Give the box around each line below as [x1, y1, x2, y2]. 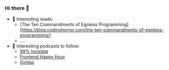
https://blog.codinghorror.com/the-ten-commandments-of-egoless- [21, 27, 164, 33]
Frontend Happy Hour [19, 54, 65, 60]
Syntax [19, 59, 35, 65]
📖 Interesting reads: [12, 16, 54, 22]
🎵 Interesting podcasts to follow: [12, 43, 80, 49]
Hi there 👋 [5, 5, 30, 12]
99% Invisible [19, 48, 49, 55]
